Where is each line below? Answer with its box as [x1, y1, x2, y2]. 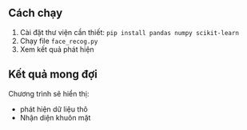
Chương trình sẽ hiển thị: [8, 89, 90, 98]
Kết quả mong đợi [8, 68, 98, 81]
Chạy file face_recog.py [19, 36, 98, 45]
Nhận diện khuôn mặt [19, 112, 91, 122]
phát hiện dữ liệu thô [19, 104, 88, 114]
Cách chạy [8, 6, 63, 20]
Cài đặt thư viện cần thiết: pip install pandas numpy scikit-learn [19, 27, 240, 37]
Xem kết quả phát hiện [19, 44, 94, 54]
